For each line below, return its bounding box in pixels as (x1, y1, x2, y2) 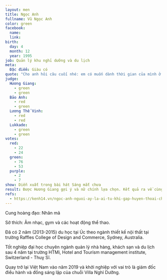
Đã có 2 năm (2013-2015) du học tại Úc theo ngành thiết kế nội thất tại (5, 229, 149, 235)
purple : (9, 168, 26, 173)
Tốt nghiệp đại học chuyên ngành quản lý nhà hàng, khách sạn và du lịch (5, 244, 155, 250)
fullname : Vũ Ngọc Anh (5, 16, 52, 21)
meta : (5, 62, 16, 67)
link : (9, 35, 21, 40)
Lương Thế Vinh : (9, 109, 43, 114)
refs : (5, 191, 16, 196)
